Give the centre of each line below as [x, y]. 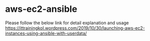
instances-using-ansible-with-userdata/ [46, 33]
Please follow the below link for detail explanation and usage [67, 23]
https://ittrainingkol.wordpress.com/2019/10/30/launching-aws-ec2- [75, 28]
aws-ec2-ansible [41, 9]
